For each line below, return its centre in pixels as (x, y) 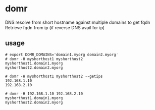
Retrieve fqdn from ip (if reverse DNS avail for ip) (55, 27)
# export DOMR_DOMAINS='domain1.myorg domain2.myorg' (62, 55)
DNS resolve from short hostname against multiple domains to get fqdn (78, 22)
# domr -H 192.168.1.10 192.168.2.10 (44, 94)
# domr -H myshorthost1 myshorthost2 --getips (54, 76)
